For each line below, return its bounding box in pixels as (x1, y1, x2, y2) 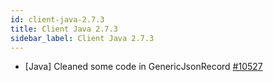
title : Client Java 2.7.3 (10, 24, 118, 34)
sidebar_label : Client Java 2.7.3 (10, 33, 155, 43)
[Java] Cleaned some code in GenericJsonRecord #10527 (24, 61, 263, 73)
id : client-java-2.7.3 (10, 14, 105, 25)
